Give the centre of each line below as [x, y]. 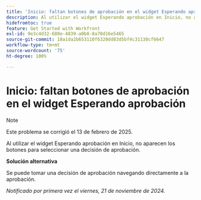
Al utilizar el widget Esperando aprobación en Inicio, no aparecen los [91, 143]
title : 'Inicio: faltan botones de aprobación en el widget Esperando [96, 12]
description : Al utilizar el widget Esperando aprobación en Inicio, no [99, 17]
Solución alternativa [32, 161]
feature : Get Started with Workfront [53, 28]
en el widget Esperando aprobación [96, 104]
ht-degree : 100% [26, 56]
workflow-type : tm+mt [33, 45]
